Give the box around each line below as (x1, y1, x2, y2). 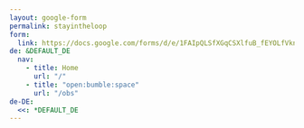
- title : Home (25, 64, 79, 73)
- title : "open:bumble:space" (25, 80, 140, 89)
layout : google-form (9, 13, 88, 23)
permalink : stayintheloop (9, 22, 107, 31)
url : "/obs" (33, 88, 79, 97)
